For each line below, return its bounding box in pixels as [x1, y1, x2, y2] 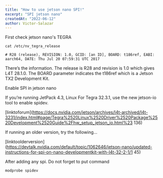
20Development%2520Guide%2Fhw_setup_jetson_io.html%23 [5, 120, 133, 126]
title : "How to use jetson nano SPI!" [5, 7, 84, 12]
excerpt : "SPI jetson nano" [5, 12, 63, 17]
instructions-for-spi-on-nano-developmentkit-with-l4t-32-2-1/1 [5, 149, 133, 155]
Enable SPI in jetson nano [5, 85, 56, 91]
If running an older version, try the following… [5, 129, 98, 135]
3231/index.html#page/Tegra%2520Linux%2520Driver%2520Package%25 [5, 115, 158, 121]
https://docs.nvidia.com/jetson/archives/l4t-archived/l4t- [32, 109, 148, 115]
